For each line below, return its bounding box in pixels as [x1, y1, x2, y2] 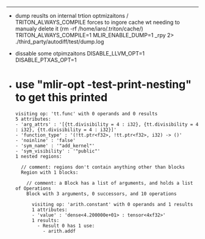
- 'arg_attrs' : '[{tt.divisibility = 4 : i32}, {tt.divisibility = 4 [15, 121, 199, 127]
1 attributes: [31, 207, 68, 213]
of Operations [15, 185, 51, 191]
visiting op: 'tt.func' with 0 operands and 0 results [15, 110, 158, 116]
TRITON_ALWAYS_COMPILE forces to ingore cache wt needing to [15, 19, 180, 26]
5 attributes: [15, 116, 51, 122]
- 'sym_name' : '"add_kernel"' [15, 143, 95, 149]
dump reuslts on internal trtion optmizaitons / [15, 12, 129, 19]
